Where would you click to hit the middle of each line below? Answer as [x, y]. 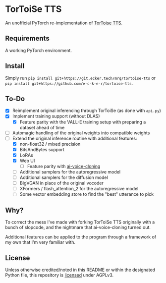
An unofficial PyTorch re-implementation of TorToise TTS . [64, 23]
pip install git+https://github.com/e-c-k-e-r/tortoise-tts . [69, 83]
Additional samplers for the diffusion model [64, 177]
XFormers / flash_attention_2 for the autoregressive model [79, 189]
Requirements [27, 38]
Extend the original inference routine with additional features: [75, 138]
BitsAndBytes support [42, 149]
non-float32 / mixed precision [50, 144]
